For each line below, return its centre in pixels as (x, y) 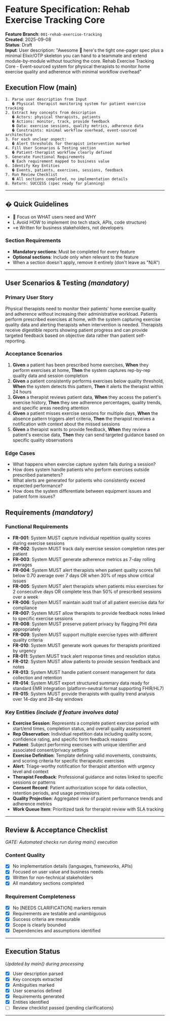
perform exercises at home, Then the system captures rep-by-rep (81, 370)
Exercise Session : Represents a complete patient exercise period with (86, 723)
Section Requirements (33, 240)
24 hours (22, 392)
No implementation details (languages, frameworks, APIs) (73, 866)
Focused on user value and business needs (58, 872)
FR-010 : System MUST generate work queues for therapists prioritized (86, 645)
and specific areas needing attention (51, 408)
